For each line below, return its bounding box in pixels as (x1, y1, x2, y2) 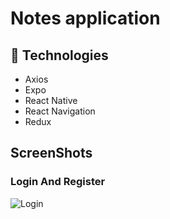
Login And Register (10, 175, 106, 189)
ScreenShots (10, 145, 93, 162)
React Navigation (24, 105, 96, 117)
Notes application (10, 7, 161, 30)
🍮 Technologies (10, 47, 109, 64)
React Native (24, 95, 78, 106)
